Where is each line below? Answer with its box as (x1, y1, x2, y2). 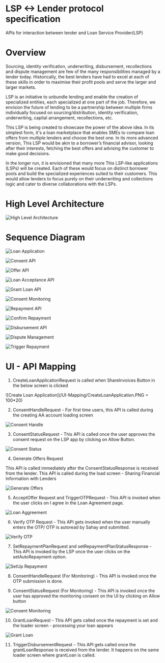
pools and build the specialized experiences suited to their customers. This (5, 171, 158, 176)
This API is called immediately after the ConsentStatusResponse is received (5, 465, 159, 471)
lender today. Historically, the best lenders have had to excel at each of (5, 73, 149, 79)
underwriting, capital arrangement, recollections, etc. (5, 114, 113, 121)
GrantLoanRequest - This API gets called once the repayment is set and (12, 617, 158, 623)
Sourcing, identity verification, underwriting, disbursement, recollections (5, 63, 152, 69)
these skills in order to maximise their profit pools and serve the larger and (5, 79, 156, 85)
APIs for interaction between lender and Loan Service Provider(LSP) (5, 30, 143, 35)
